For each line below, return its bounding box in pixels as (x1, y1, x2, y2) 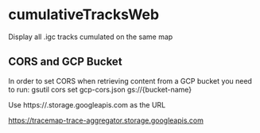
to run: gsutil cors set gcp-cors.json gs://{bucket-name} (8, 84, 192, 94)
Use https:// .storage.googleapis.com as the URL (8, 100, 166, 109)
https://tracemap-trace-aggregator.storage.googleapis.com (8, 115, 204, 125)
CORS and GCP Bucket (8, 55, 122, 68)
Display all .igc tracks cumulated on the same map (8, 32, 173, 41)
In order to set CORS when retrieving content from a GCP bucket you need (8, 76, 253, 85)
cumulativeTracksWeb (8, 6, 160, 24)
